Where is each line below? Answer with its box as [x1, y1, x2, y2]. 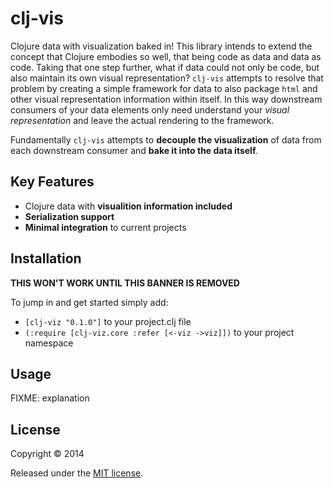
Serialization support [24, 210, 115, 222]
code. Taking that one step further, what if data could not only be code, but [10, 61, 320, 73]
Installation [10, 250, 82, 267]
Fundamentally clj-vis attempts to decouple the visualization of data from [10, 133, 322, 146]
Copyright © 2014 [10, 448, 85, 460]
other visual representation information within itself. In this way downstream [10, 93, 323, 105]
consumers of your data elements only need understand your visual [10, 103, 290, 116]
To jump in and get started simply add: [10, 296, 169, 308]
